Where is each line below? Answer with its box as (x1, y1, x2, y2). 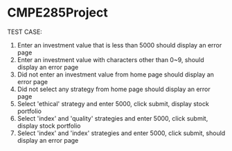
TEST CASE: (7, 28, 43, 36)
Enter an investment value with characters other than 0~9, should (17, 55, 204, 63)
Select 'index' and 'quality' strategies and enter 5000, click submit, (17, 114, 208, 122)
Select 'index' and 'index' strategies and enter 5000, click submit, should (17, 129, 226, 137)
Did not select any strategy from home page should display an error (17, 85, 211, 93)
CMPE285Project (7, 5, 109, 21)
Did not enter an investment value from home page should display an (17, 70, 215, 79)
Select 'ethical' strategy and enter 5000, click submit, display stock (17, 99, 209, 108)
